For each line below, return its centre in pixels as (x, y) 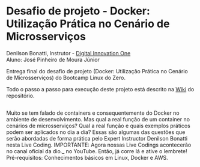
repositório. (20, 96)
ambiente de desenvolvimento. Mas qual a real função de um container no (98, 120)
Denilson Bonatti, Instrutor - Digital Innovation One (68, 53)
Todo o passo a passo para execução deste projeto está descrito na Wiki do (100, 89)
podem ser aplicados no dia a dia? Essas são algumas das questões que (96, 132)
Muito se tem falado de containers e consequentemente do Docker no (93, 113)
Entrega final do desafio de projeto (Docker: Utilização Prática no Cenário (97, 71)
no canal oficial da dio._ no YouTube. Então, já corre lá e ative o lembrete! (97, 151)
